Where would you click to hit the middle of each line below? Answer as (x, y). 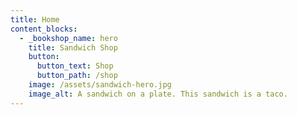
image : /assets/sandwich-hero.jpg (100, 85)
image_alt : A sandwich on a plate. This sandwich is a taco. (158, 94)
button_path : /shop (77, 76)
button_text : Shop (75, 66)
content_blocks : (44, 29)
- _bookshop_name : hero (68, 38)
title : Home (35, 19)
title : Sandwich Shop (73, 47)
